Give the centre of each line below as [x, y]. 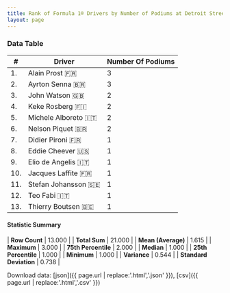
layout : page [26, 20]
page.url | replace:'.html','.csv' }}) [54, 282]
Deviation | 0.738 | [34, 262]
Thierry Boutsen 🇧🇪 [61, 206]
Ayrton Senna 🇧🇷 [57, 84]
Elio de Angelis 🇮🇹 [59, 162]
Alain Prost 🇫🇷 [53, 73]
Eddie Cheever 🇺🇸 [59, 151]
